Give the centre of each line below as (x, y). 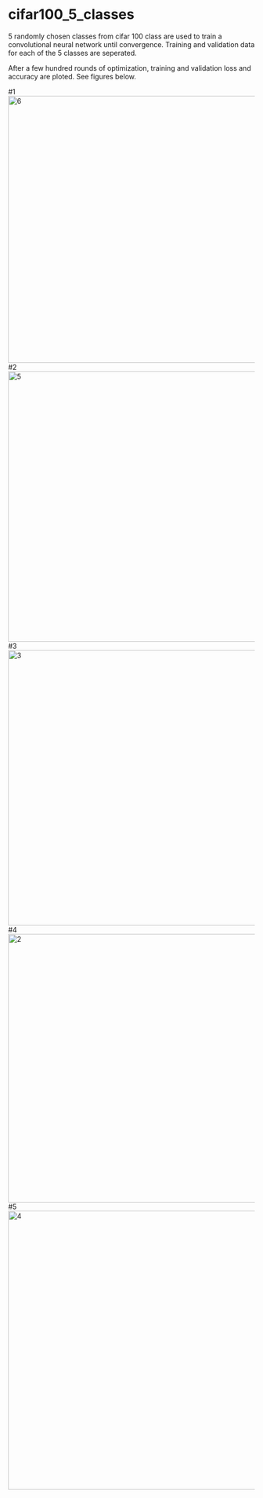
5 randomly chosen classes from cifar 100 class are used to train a (115, 36)
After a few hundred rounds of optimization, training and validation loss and (130, 68)
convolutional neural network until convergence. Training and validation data (131, 44)
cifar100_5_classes (71, 15)
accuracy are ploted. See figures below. (72, 76)
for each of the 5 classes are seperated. (72, 53)
